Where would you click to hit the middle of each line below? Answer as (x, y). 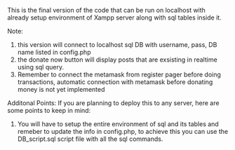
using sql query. (41, 67)
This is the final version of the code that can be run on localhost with (106, 10)
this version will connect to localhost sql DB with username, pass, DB (117, 45)
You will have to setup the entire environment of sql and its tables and (118, 124)
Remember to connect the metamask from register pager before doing (119, 74)
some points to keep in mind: (49, 110)
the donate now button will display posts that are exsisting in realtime (117, 60)
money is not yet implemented (61, 89)
